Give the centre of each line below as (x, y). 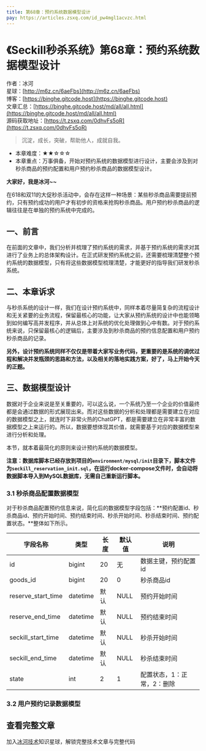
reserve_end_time (35, 617)
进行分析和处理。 (28, 434)
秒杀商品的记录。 (28, 338)
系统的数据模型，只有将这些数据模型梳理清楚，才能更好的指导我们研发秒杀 (105, 263)
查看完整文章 (31, 726)
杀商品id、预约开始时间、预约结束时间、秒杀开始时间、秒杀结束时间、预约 (100, 516)
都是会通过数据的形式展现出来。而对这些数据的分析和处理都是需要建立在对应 (103, 411)
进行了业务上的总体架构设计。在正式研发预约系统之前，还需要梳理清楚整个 (100, 255)
